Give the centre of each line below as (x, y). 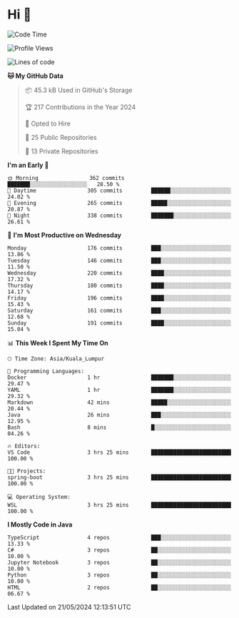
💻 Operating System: (39, 497)
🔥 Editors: (24, 446)
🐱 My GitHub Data (36, 76)
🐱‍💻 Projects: (27, 471)
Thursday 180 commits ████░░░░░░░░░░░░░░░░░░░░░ (119, 285)
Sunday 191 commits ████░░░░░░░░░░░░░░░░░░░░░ (119, 323)
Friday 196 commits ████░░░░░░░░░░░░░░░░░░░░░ (119, 298)
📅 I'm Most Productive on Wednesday (64, 235)
